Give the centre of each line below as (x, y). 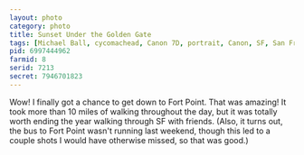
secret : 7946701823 (46, 77)
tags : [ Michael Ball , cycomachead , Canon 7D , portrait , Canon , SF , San (147, 43)
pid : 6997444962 (40, 51)
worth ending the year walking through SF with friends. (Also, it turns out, (146, 121)
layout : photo (36, 18)
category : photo (40, 26)
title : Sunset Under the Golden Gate (81, 34)
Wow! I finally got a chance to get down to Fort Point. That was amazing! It (148, 102)
